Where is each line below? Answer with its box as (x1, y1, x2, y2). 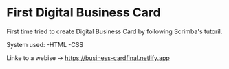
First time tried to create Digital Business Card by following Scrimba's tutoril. (6, 27, 223, 36)
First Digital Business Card (6, 5, 161, 20)
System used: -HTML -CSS (6, 40, 84, 49)
